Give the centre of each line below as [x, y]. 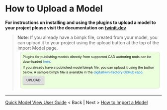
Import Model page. [38, 48]
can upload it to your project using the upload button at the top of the [88, 42]
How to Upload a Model [54, 9]
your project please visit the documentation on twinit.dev [66, 27]
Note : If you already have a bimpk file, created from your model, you [87, 37]
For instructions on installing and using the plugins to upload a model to [81, 22]
